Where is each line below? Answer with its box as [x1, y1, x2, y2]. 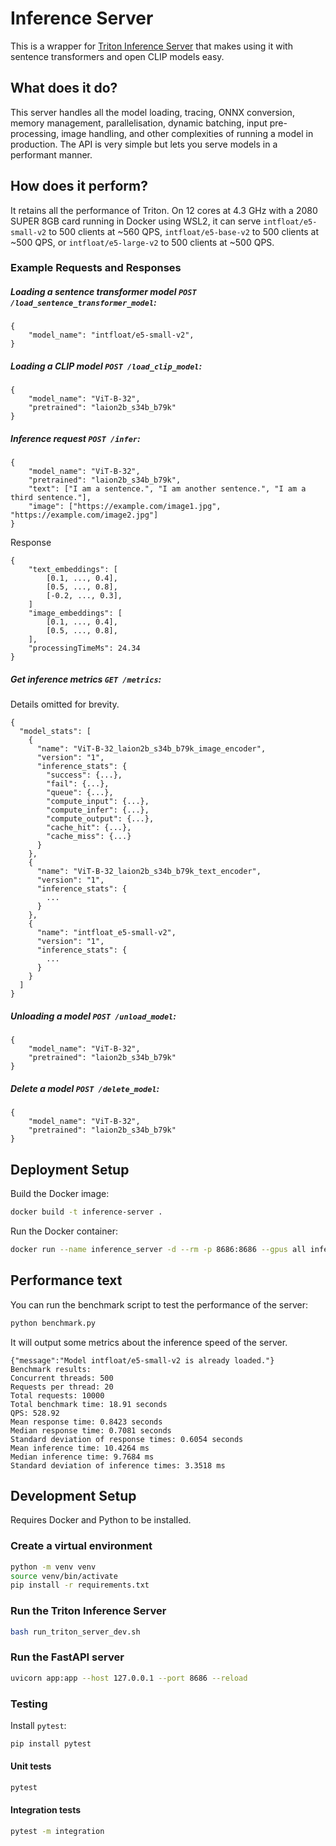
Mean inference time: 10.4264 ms [10, 1443, 150, 1453]
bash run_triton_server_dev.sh [10, 1627, 141, 1637]
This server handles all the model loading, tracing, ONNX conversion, [10, 106, 295, 118]
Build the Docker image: [10, 1188, 110, 1200]
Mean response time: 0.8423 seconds [10, 1417, 163, 1427]
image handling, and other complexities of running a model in [61, 127, 314, 139]
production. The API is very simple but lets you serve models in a [10, 138, 278, 150]
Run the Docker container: [10, 1225, 118, 1237]
